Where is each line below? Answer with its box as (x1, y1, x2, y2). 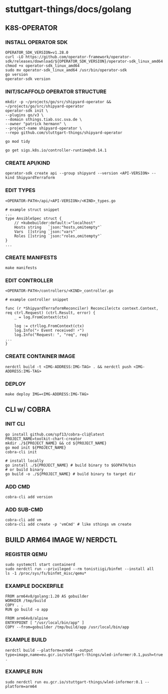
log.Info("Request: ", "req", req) (14, 332, 89, 337)
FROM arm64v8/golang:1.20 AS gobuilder (5, 594, 89, 599)
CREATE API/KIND (5, 159, 50, 166)
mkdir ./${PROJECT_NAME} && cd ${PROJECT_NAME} (5, 441, 107, 446)
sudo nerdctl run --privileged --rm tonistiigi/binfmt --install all (5, 566, 154, 571)
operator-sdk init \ (5, 108, 49, 114)
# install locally (5, 458, 44, 463)
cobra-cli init (5, 449, 37, 455)
